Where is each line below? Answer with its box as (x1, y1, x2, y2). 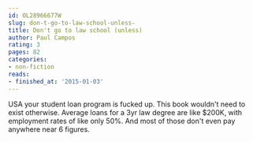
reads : (8, 70, 30, 78)
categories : (8, 56, 47, 64)
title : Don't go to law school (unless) (8, 26, 143, 34)
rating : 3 (8, 41, 41, 49)
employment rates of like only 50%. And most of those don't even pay (8, 116, 236, 125)
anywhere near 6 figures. (8, 124, 91, 134)
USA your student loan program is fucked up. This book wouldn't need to (8, 99, 246, 109)
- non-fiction (8, 63, 55, 71)
